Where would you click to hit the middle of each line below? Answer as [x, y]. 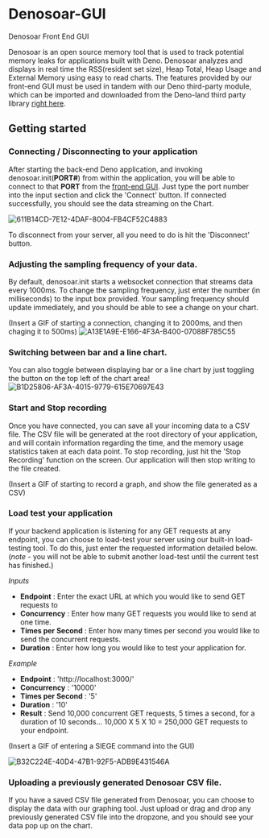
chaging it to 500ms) [43, 331]
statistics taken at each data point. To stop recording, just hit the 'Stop [125, 451]
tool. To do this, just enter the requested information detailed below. [145, 548]
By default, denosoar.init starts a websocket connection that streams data [131, 281]
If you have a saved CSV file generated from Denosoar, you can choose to [131, 800]
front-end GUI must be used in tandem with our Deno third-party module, [130, 86]
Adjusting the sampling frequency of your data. [103, 264]
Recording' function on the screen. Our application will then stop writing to [132, 459]
